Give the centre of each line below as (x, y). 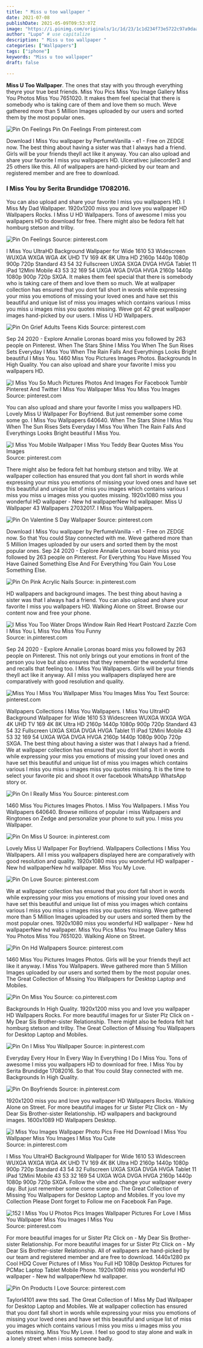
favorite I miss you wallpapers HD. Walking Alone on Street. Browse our (95, 606)
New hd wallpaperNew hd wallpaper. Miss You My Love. (76, 867)
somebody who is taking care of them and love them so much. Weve (92, 104)
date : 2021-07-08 (28, 18)
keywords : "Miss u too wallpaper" (50, 57)
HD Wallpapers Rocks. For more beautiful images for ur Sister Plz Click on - (100, 1015)
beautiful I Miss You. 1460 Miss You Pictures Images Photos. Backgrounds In (101, 358)
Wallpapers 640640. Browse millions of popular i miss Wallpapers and (94, 811)
